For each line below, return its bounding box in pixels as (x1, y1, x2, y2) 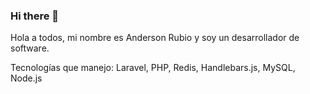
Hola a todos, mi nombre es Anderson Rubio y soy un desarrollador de (10, 32, 300, 44)
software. (10, 42, 50, 54)
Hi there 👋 (10, 9, 60, 23)
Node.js (10, 72, 43, 84)
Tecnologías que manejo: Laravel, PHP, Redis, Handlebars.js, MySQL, (10, 62, 296, 74)
